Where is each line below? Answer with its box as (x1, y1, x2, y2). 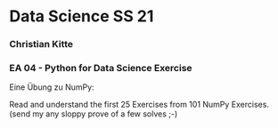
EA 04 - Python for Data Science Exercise (9, 62, 193, 75)
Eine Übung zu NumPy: (9, 82, 95, 92)
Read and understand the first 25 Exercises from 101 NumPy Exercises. (9, 100, 270, 110)
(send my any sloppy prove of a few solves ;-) (9, 108, 178, 119)
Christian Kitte (9, 38, 74, 51)
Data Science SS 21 (9, 6, 154, 27)
